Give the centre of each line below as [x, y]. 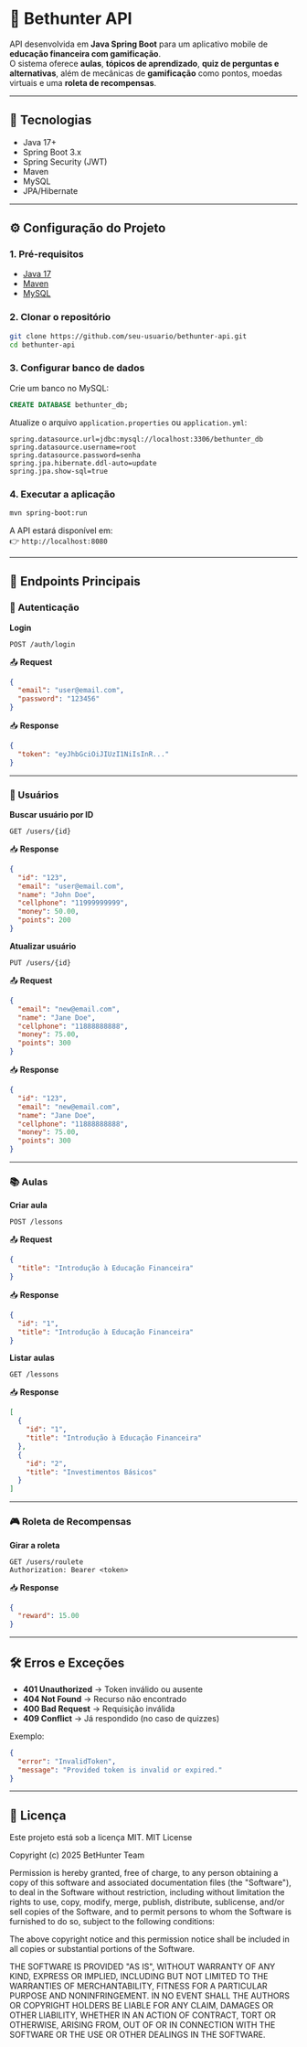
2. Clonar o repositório [60, 317]
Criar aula [28, 1206]
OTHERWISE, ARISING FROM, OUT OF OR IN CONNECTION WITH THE [143, 2025]
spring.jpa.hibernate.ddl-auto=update [83, 463]
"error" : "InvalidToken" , [67, 1761]
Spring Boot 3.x [52, 152]
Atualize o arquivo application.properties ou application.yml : [128, 422]
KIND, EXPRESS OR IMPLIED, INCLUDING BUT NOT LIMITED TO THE [139, 1977]
